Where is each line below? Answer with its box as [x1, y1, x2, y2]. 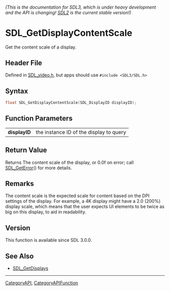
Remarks [5, 179, 34, 188]
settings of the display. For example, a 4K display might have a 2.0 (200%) [5, 198, 161, 204]
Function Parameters [5, 114, 73, 123]
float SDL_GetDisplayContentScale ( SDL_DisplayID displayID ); [5, 100, 137, 105]
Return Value [5, 146, 47, 155]
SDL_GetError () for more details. [5, 165, 72, 171]
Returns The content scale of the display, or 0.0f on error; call [5, 159, 134, 165]
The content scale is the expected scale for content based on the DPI [5, 193, 150, 199]
